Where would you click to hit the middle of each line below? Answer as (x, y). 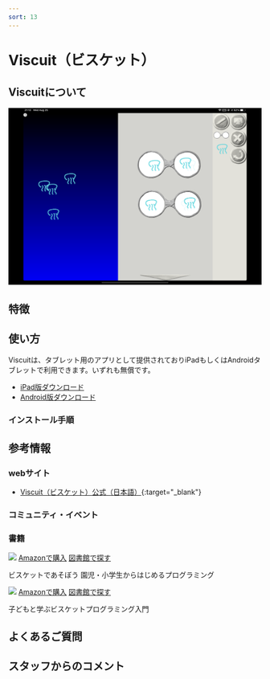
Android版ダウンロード (58, 397)
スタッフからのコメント (66, 667)
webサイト (29, 472)
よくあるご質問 (45, 636)
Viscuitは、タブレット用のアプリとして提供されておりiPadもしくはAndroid (131, 360)
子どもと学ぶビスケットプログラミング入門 (79, 609)
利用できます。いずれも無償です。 (99, 370)
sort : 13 (23, 17)
